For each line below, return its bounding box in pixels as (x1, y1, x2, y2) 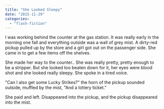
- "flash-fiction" (9, 21, 47, 26)
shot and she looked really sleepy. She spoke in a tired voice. (5, 70, 128, 76)
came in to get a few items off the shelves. (5, 50, 91, 56)
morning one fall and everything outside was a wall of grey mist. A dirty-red (5, 40, 158, 46)
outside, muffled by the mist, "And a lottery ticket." (5, 84, 107, 91)
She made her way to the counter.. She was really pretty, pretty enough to (5, 59, 154, 65)
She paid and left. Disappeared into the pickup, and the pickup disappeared (5, 94, 158, 100)
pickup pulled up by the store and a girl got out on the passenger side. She (5, 45, 156, 51)
